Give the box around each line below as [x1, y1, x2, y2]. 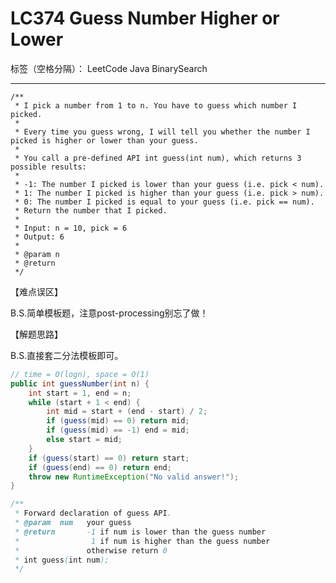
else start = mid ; [46, 435, 123, 445]
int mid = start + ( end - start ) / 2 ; [46, 407, 208, 417]
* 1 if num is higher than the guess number [14, 536, 271, 546]
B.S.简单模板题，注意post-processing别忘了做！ [10, 307, 209, 319]
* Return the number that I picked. [14, 205, 168, 216]
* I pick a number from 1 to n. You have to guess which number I [14, 100, 298, 111]
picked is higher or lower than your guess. [10, 135, 199, 146]
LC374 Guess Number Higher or [10, 7, 280, 30]
